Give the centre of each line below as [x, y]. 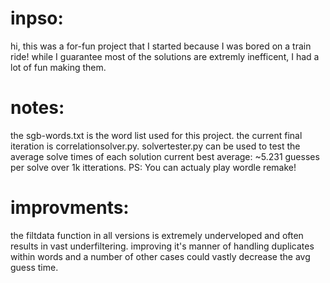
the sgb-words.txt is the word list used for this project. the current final [156, 135]
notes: [37, 108]
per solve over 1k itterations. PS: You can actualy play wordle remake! [153, 167]
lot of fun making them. [58, 67]
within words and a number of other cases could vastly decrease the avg [160, 256]
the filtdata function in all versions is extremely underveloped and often [157, 235]
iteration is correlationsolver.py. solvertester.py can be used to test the [155, 146]
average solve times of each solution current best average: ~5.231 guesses [165, 156]
